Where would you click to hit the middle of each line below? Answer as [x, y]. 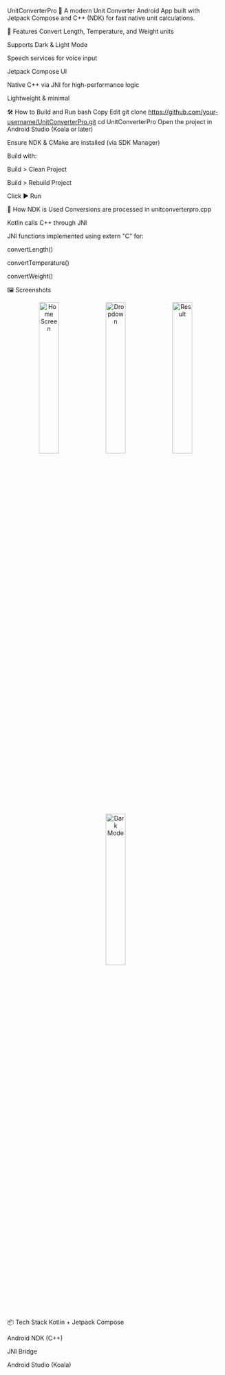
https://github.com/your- [183, 112]
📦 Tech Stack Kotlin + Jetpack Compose [66, 1322]
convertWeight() [30, 276]
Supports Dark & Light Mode [47, 44]
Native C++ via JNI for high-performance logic [73, 85]
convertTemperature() [39, 263]
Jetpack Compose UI [37, 71]
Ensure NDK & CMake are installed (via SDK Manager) [84, 142]
